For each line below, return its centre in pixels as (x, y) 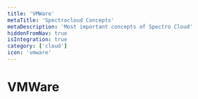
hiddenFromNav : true (38, 33)
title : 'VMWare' (31, 14)
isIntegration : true (38, 40)
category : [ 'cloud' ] (38, 46)
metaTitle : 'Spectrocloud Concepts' (61, 20)
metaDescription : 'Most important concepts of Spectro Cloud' (100, 26)
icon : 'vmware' (29, 53)
